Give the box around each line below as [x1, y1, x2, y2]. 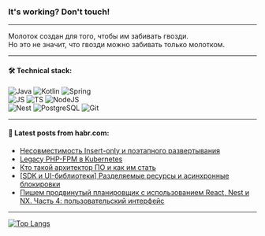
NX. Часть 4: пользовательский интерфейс [19, 196, 165, 205]
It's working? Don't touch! [8, 6, 110, 17]
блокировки [19, 179, 61, 189]
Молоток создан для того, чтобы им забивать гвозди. [8, 31, 189, 41]
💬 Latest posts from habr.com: [8, 128, 110, 138]
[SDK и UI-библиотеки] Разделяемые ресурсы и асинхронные [19, 171, 230, 180]
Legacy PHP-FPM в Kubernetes [19, 154, 123, 164]
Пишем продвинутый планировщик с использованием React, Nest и [19, 187, 250, 197]
